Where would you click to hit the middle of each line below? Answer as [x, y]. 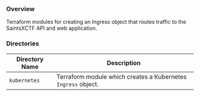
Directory [30, 59]
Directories [23, 44]
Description [124, 63]
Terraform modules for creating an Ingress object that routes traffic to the [96, 22]
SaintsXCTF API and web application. [52, 28]
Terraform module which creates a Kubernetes [121, 76]
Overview [21, 9]
